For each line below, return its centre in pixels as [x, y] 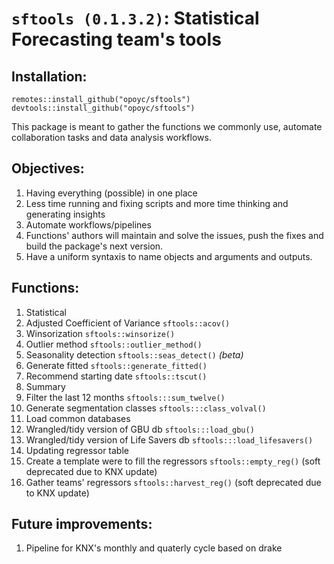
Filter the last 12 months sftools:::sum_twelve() [125, 397]
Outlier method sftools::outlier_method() [114, 344]
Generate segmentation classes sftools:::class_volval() [146, 408]
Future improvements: [82, 524]
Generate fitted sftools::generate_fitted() [116, 365]
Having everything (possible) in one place [111, 193]
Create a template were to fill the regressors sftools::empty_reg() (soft [173, 461]
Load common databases [78, 418]
